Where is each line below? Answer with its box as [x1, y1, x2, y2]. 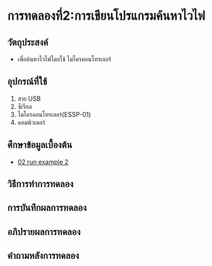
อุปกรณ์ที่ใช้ [7, 75, 48, 88]
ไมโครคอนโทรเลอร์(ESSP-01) [17, 110, 91, 118]
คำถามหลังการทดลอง [7, 250, 79, 262]
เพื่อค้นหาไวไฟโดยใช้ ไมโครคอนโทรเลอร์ [17, 55, 112, 63]
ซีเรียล [17, 102, 32, 110]
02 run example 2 [17, 158, 69, 166]
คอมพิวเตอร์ [17, 118, 46, 127]
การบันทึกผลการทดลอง [7, 202, 87, 214]
